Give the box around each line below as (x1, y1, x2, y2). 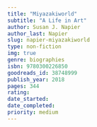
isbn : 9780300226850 (7, 63, 69, 70)
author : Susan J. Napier (7, 23, 81, 30)
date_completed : (7, 102, 55, 109)
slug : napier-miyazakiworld (7, 37, 91, 44)
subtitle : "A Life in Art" (7, 17, 87, 24)
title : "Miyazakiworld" (7, 10, 78, 18)
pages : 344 (7, 83, 40, 90)
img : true (7, 50, 37, 57)
